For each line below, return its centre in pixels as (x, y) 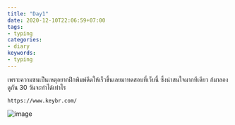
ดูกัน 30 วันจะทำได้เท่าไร (37, 87)
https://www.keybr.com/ (42, 100)
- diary (19, 46)
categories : (25, 40)
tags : (15, 27)
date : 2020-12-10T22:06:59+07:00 (56, 20)
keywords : (22, 53)
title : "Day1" (28, 14)
